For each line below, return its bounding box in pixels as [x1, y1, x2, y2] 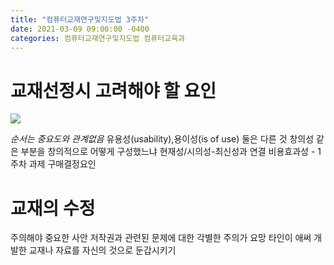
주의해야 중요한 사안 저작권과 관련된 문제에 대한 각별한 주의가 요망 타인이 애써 [10, 232, 312, 244]
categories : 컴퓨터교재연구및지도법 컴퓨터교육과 [10, 33, 186, 43]
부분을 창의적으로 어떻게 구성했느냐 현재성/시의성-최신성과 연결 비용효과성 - [20, 146, 316, 158]
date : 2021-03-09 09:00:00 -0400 [10, 24, 150, 34]
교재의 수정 [10, 197, 96, 220]
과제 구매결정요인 [28, 158, 97, 170]
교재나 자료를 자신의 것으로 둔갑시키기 [28, 244, 177, 256]
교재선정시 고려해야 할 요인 [10, 79, 217, 102]
